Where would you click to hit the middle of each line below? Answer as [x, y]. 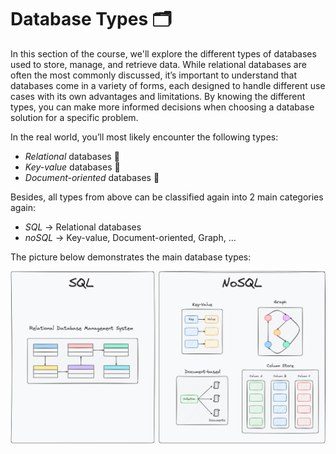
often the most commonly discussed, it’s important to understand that [153, 75]
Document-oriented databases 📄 [92, 177]
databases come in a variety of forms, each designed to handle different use [168, 85]
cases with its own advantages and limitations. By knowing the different [158, 96]
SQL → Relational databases [83, 227]
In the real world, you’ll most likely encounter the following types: [144, 137]
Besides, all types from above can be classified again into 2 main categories [167, 197]
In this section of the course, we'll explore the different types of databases [163, 53]
